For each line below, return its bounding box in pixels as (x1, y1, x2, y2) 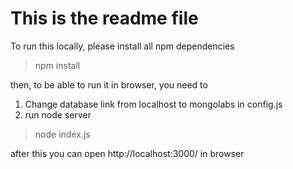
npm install (34, 59, 81, 71)
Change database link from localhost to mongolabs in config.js (24, 98, 283, 110)
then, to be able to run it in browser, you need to (10, 78, 208, 91)
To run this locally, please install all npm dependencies (10, 40, 235, 52)
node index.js (34, 128, 91, 140)
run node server (24, 108, 92, 121)
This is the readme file (10, 7, 199, 30)
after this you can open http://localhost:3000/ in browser (10, 147, 245, 159)
